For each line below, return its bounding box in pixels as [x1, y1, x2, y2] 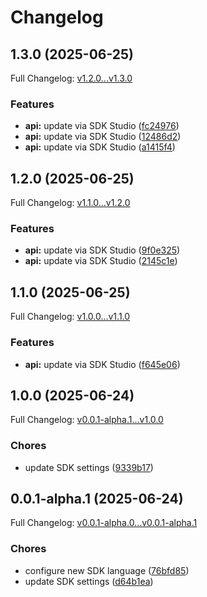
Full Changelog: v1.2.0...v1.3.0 [10, 72, 133, 84]
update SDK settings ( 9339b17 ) [24, 461, 154, 473]
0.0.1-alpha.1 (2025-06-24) [10, 491, 184, 508]
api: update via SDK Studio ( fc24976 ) [24, 120, 180, 132]
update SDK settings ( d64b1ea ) [24, 575, 154, 587]
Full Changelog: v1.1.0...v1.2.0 [10, 197, 131, 209]
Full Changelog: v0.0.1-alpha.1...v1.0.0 [10, 414, 164, 426]
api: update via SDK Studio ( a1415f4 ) [24, 141, 176, 153]
